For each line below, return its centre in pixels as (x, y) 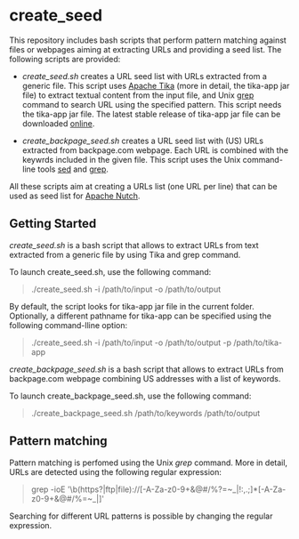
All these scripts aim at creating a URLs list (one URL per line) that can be (143, 186)
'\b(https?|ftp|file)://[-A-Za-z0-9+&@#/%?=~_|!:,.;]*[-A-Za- (177, 489)
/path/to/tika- (258, 342)
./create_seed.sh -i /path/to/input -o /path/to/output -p (131, 342)
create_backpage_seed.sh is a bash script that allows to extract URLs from (146, 369)
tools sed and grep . (73, 169)
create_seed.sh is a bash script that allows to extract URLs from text (134, 245)
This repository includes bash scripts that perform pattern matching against (148, 40)
